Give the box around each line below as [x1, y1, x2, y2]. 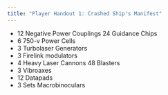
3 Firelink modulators [17, 51, 78, 60]
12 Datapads [17, 74, 53, 82]
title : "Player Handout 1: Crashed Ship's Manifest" [7, 10, 162, 17]
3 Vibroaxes [17, 66, 52, 74]
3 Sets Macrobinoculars [17, 80, 86, 89]
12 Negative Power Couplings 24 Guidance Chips [17, 29, 158, 37]
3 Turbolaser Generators [17, 44, 88, 52]
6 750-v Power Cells [17, 36, 76, 45]
